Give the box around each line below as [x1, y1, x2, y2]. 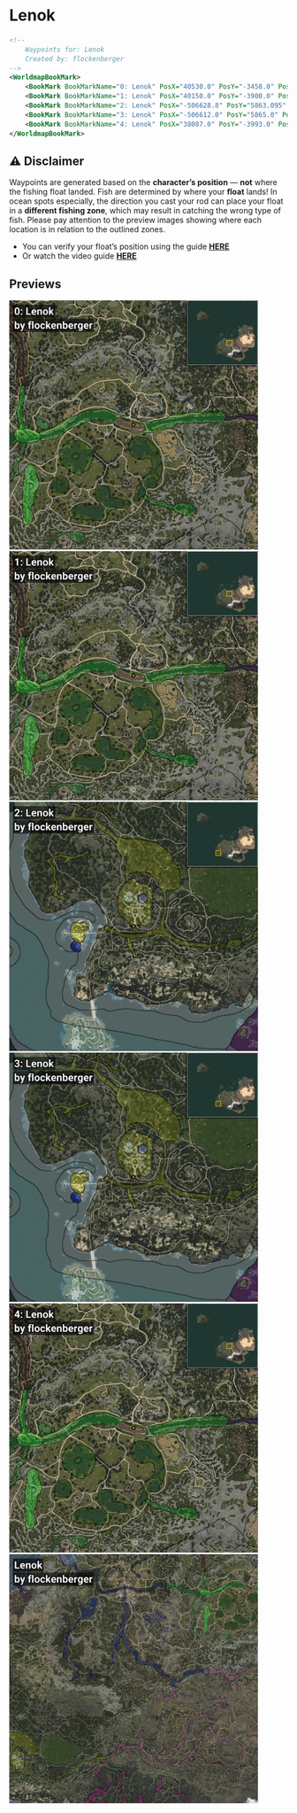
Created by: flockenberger [25, 54, 125, 63]
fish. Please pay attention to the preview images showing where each [9, 214, 263, 226]
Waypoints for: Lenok [25, 45, 104, 54]
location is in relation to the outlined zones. [9, 224, 166, 235]
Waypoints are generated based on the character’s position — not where [9, 177, 278, 188]
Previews [9, 276, 62, 291]
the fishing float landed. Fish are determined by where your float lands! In [9, 187, 278, 198]
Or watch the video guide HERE [21, 251, 137, 261]
